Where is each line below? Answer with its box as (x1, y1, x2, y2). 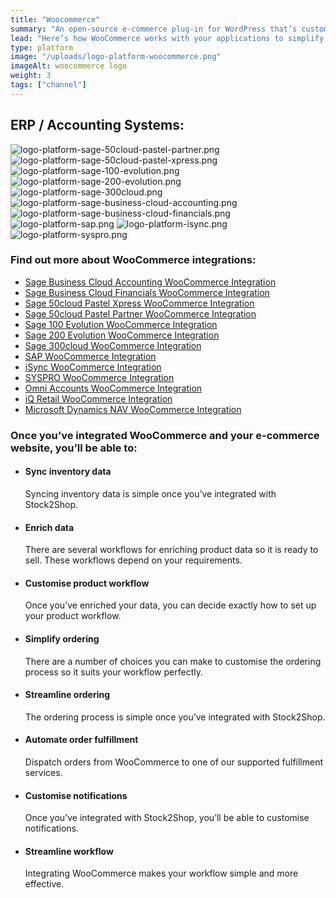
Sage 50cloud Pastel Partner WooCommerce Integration (24, 307, 257, 320)
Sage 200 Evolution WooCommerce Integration (24, 329, 220, 341)
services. (24, 767, 63, 778)
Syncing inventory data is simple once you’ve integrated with (24, 487, 277, 500)
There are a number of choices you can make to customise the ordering (24, 655, 322, 667)
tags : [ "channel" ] (10, 80, 87, 90)
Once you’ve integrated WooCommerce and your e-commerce (10, 428, 320, 442)
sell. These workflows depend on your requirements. (24, 554, 243, 566)
